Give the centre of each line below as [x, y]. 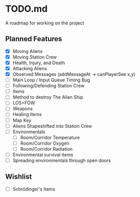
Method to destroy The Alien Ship [48, 97]
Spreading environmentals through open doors [62, 160]
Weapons [23, 109]
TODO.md [26, 9]
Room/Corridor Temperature [50, 137]
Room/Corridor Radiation [46, 149]
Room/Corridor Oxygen [45, 143]
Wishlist [19, 177]
